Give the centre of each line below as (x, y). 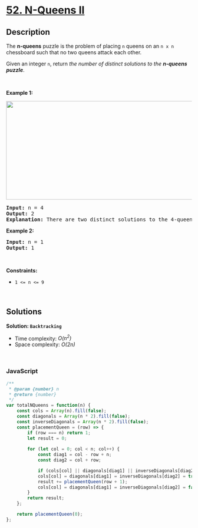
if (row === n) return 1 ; (59, 433)
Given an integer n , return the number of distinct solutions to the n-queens (97, 64)
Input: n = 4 (25, 207)
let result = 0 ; (47, 438)
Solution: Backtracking (34, 326)
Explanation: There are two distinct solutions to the (87, 219)
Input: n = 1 (25, 242)
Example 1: (20, 93)
